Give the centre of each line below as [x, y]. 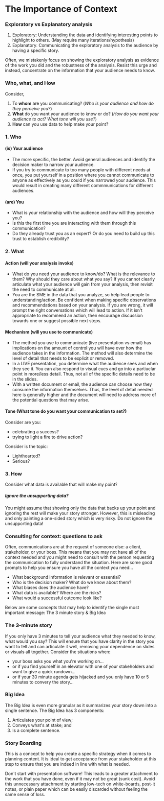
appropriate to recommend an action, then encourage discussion [77, 316]
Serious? [21, 461]
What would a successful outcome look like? [57, 598]
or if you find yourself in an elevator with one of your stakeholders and [83, 666]
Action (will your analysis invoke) [40, 263]
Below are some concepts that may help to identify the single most [72, 608]
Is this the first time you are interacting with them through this [74, 223]
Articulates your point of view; [42, 720]
